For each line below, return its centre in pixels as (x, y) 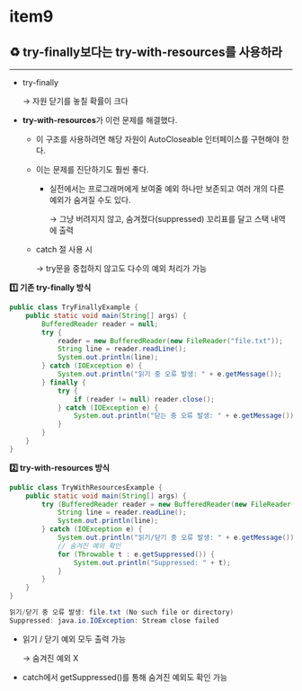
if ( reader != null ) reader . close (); (144, 399)
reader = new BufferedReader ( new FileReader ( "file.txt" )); (170, 341)
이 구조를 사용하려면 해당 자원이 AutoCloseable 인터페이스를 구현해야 (158, 139)
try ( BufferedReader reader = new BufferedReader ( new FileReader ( (169, 504)
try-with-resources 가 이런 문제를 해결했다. (100, 120)
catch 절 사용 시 (64, 249)
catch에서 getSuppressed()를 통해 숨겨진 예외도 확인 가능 (124, 677)
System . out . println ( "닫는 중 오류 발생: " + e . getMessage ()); (186, 416)
